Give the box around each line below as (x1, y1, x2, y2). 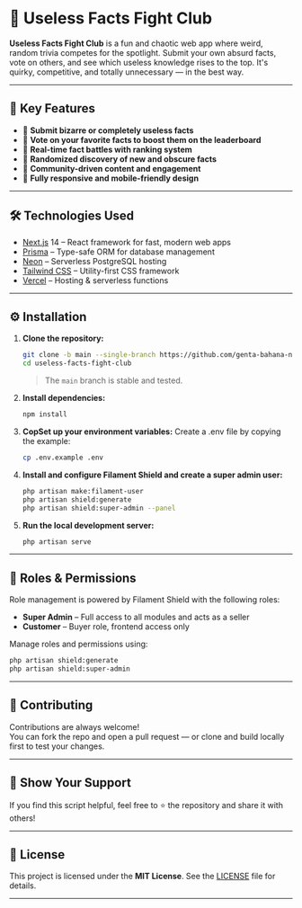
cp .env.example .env (22, 453, 103, 462)
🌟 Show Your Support (9, 775, 132, 790)
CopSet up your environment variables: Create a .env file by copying (22, 426, 281, 437)
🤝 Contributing (9, 698, 93, 713)
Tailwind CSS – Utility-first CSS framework (22, 265, 180, 276)
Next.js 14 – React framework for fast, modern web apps (22, 236, 232, 247)
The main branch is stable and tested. (44, 375, 183, 386)
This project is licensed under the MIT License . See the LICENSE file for (9, 871, 276, 882)
